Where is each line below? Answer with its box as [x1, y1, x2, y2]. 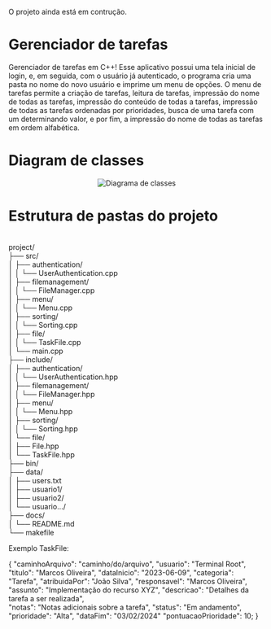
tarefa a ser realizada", [8, 593, 85, 603]
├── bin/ [8, 458, 39, 468]
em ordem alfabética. [8, 122, 80, 133]
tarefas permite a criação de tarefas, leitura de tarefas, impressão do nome [8, 88, 260, 98]
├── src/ [8, 251, 39, 260]
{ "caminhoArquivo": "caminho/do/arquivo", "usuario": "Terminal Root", [8, 559, 247, 569]
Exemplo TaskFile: [8, 543, 69, 553]
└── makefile [8, 527, 55, 537]
